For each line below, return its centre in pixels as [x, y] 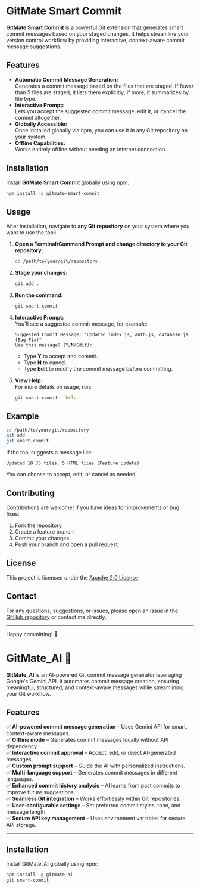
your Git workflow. [29, 693]
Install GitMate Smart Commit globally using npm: [68, 182]
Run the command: [39, 295]
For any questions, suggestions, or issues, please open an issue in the [92, 611]
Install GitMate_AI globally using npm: [52, 864]
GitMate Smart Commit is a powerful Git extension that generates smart [95, 27]
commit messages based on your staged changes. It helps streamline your [98, 33]
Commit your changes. [43, 538]
